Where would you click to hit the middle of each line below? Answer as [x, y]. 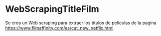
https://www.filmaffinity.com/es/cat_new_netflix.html [59, 28]
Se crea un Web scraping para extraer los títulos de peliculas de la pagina [81, 23]
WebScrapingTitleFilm [52, 9]
